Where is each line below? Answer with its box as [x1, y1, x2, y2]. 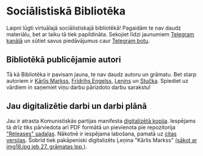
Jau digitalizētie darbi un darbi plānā [6, 101, 147, 111]
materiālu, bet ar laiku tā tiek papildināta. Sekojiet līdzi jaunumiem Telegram [6, 30, 195, 37]
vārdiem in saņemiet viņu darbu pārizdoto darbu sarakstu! [6, 83, 151, 91]
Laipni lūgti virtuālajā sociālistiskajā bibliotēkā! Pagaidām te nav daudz [6, 24, 182, 31]
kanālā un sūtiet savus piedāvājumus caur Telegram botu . [6, 37, 150, 44]
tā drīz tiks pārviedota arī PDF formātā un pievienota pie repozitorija [6, 123, 176, 131]
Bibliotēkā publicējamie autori [6, 54, 121, 65]
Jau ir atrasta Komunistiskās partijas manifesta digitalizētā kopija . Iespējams [6, 117, 196, 125]
